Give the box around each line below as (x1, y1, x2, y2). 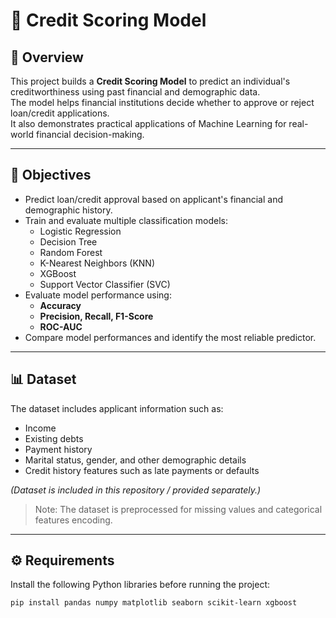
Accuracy (39, 299, 82, 311)
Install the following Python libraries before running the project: (10, 579, 271, 591)
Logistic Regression (39, 225, 122, 237)
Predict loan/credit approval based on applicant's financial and (24, 193, 284, 205)
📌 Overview (10, 49, 84, 66)
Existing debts (24, 432, 84, 444)
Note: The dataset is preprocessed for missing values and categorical (34, 503, 323, 515)
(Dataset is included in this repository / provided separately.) (10, 484, 262, 496)
